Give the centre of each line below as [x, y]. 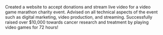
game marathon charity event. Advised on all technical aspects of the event [81, 12]
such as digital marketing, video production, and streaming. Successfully [79, 17]
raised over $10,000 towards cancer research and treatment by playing [77, 22]
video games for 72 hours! [32, 27]
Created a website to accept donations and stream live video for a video [78, 7]
